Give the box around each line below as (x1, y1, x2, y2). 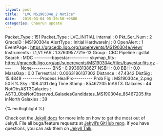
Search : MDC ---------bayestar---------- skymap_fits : (5, 55, 117, 61)
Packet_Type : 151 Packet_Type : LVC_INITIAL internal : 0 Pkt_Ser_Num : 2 (5, 34, 152, 40)
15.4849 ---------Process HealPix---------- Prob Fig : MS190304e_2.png (5, 76, 152, 81)
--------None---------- (5, 65, 52, 71)
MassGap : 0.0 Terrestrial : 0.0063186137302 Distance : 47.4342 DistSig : (5, 70, 153, 76)
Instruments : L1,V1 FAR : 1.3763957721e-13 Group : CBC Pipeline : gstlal (5, 50, 150, 56)
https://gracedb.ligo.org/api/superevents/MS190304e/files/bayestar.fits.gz (5, 60, 155, 66)
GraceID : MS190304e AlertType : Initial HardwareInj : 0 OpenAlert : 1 (5, 39, 143, 45)
